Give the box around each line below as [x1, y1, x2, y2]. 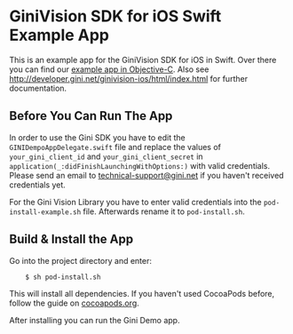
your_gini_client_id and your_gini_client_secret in [9, 151, 203, 162]
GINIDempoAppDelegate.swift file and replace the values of [9, 141, 222, 152]
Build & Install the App [9, 232, 134, 247]
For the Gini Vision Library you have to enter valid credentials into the [9, 196, 262, 207]
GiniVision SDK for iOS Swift [9, 6, 222, 27]
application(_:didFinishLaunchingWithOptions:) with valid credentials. [9, 160, 271, 171]
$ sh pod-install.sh [25, 273, 101, 282]
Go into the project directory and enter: [9, 255, 153, 266]
